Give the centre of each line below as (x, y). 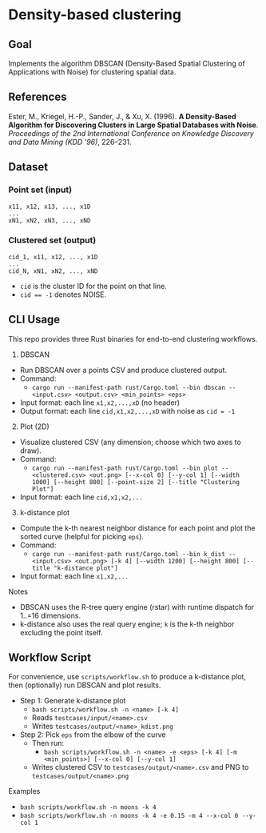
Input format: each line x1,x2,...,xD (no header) (100, 402)
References (38, 97)
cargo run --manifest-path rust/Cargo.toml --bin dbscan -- (134, 387)
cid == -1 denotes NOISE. (63, 294)
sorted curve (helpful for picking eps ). (81, 536)
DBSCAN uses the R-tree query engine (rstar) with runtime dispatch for (137, 607)
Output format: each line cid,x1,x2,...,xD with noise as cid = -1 (127, 410)
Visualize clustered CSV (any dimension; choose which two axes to (130, 442)
